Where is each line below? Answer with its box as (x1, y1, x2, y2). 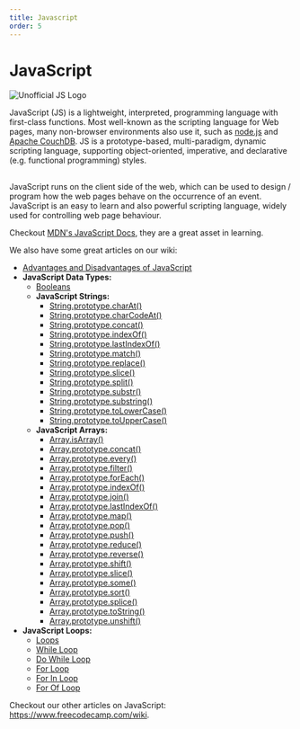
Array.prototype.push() (49, 529, 135, 540)
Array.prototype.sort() (49, 586, 131, 598)
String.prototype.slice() (49, 367, 136, 378)
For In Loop (35, 672, 79, 683)
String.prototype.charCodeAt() (49, 309, 163, 320)
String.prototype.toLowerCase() (49, 405, 168, 416)
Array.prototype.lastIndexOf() (49, 501, 159, 511)
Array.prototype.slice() (49, 567, 133, 578)
